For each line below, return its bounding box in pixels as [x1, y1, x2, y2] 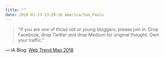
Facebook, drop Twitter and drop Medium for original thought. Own [17, 32, 159, 38]
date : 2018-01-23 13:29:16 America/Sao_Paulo [5, 12, 104, 17]
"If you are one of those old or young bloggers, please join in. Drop [17, 26, 159, 32]
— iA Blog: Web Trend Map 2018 [5, 47, 74, 53]
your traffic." [17, 37, 44, 43]
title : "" [5, 7, 27, 13]
